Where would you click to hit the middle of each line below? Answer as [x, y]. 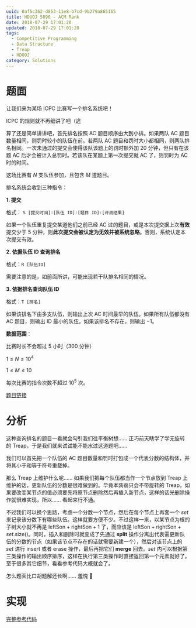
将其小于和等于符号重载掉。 [39, 465]
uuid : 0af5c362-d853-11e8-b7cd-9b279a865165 [61, 11]
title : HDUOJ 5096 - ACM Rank [43, 17]
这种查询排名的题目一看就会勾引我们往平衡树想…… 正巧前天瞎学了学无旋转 [96, 438]
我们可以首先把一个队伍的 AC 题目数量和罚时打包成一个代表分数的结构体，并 [98, 458]
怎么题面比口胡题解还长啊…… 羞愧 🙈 [50, 576]
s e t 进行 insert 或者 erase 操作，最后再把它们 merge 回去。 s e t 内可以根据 [94, 548]
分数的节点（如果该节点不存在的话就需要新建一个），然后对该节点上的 [99, 541]
